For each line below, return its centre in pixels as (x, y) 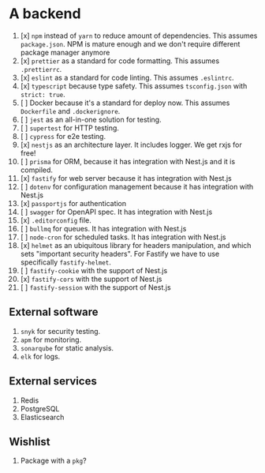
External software (54, 312)
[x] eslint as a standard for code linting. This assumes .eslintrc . (127, 77)
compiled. (37, 170)
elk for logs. (40, 356)
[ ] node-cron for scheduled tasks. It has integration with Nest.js (123, 237)
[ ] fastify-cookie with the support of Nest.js (94, 270)
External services (53, 381)
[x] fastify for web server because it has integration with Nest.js (126, 178)
